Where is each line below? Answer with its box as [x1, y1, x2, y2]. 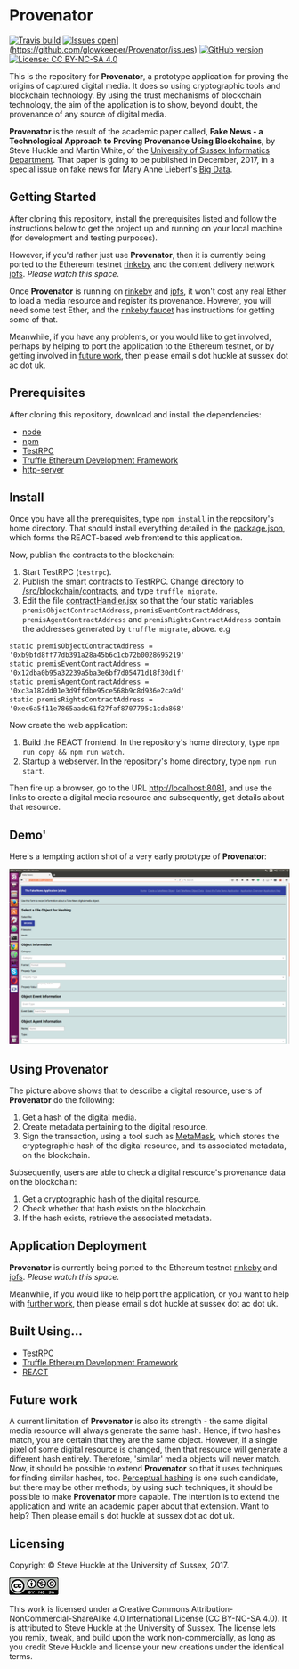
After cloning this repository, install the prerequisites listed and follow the [9, 213, 278, 223]
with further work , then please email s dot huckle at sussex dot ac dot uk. [9, 1298, 279, 1308]
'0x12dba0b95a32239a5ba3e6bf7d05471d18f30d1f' [9, 668, 185, 677]
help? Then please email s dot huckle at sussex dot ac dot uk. [9, 1511, 236, 1521]
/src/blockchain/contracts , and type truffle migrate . [21, 586, 218, 596]
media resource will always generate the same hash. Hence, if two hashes [9, 1425, 282, 1436]
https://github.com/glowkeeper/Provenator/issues [12, 44, 195, 54]
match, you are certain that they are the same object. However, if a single [9, 1435, 278, 1446]
